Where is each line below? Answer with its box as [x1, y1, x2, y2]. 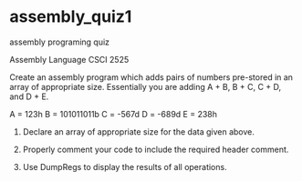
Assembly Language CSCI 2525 [9, 54, 130, 65]
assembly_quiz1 [9, 6, 132, 27]
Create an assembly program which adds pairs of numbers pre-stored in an [9, 71, 294, 83]
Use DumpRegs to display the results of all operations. [22, 161, 227, 172]
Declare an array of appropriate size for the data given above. [22, 126, 255, 137]
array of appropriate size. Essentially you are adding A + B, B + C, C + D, [9, 81, 282, 92]
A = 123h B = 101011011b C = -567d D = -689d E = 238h [9, 108, 217, 119]
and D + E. [9, 91, 49, 102]
